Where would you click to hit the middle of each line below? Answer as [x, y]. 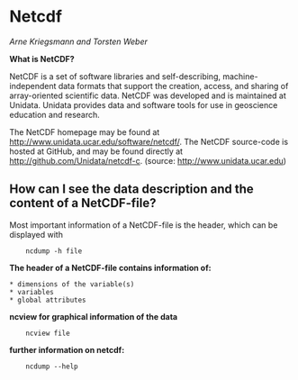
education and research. [55, 114]
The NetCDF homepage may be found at [85, 131]
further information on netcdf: [67, 349]
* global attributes [48, 300]
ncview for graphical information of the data [94, 316]
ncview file [48, 333]
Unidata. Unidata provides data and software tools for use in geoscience [144, 104]
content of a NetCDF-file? [83, 203]
